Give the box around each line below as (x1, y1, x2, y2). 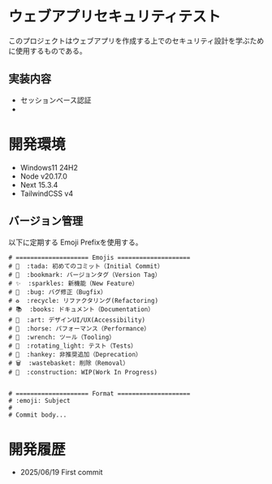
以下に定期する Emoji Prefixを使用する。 (8, 237, 144, 247)
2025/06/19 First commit (19, 468, 103, 478)
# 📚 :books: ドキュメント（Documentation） (8, 305, 154, 313)
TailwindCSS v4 (19, 188, 74, 198)
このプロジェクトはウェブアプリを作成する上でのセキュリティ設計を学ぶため (8, 36, 265, 45)
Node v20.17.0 (19, 171, 67, 181)
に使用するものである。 (8, 45, 87, 55)
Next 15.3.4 (19, 179, 58, 189)
